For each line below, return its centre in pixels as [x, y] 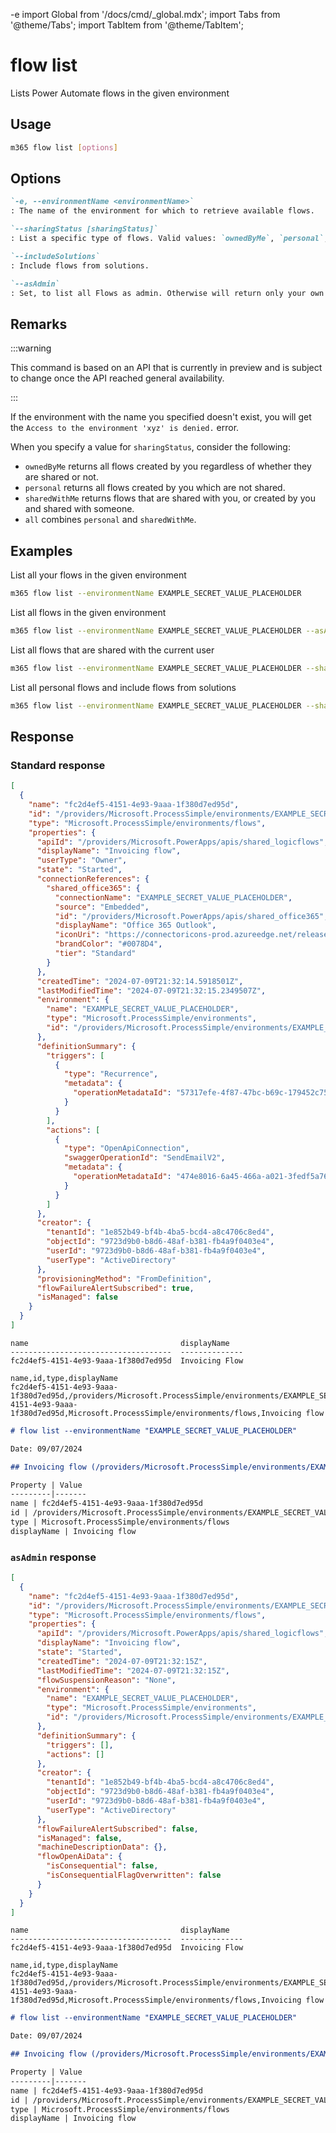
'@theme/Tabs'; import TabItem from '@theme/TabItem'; [127, 25]
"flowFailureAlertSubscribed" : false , [117, 1829]
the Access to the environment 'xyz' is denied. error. [125, 428]
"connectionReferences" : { [93, 879]
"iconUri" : [77, 935]
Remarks [39, 324]
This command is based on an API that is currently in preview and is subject [166, 368]
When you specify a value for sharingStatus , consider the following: [150, 447]
